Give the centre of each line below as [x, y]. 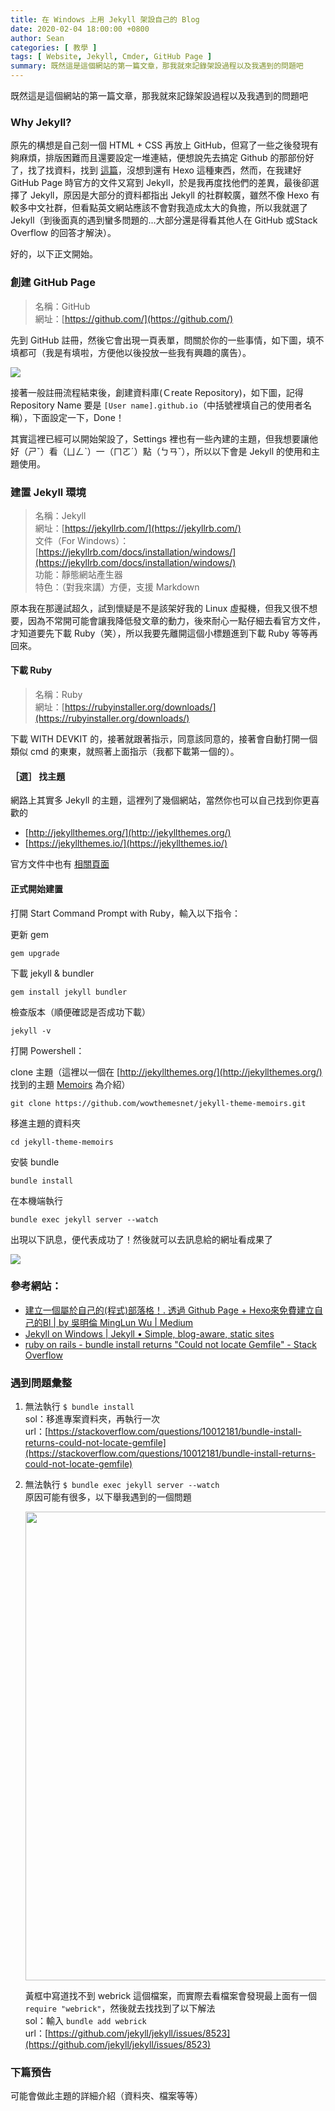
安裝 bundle [35, 1162]
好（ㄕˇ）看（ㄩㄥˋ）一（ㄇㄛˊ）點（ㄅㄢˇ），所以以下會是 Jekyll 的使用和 [161, 451]
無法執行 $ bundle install [79, 1407]
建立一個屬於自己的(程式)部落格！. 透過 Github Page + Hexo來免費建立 [169, 1310]
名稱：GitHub [62, 306]
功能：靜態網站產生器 [78, 574]
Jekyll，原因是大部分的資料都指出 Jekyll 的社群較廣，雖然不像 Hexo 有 [174, 195]
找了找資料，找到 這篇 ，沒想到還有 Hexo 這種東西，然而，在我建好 [164, 170]
